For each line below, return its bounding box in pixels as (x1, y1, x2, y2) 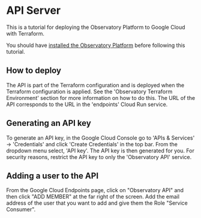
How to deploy (6, 66, 62, 76)
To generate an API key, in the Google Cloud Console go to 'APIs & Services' (6, 134, 195, 142)
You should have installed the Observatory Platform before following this (6, 42, 185, 49)
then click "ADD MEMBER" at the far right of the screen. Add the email (6, 193, 180, 201)
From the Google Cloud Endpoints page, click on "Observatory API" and (6, 187, 184, 194)
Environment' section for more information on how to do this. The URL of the (6, 94, 196, 101)
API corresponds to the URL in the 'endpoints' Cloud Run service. (6, 101, 168, 108)
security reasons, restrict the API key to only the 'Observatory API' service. (6, 153, 192, 160)
